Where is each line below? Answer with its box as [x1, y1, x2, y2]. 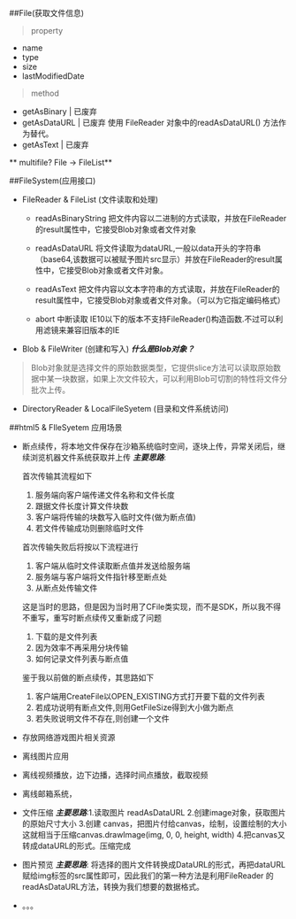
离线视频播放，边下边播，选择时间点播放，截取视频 [21, 769, 209, 780]
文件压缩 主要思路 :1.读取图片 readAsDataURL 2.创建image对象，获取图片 [21, 807, 286, 817]
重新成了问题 [114, 613, 162, 622]
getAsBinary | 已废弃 [21, 106, 97, 117]
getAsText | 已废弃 [21, 140, 89, 150]
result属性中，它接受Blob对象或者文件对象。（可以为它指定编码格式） [34, 295, 285, 305]
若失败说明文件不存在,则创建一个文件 [34, 714, 170, 723]
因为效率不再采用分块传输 [34, 643, 129, 653]
